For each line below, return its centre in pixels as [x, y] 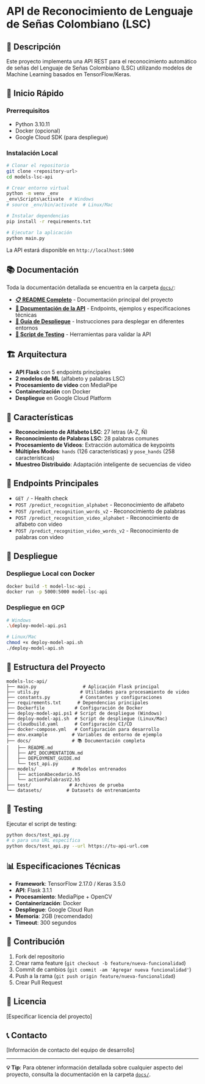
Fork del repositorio [40, 957]
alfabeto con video [39, 524]
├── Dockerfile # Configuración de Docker [75, 708]
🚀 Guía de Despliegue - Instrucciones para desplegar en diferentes [99, 321]
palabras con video [39, 537]
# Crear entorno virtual [38, 188]
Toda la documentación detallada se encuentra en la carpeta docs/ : [91, 287]
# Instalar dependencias [38, 216]
